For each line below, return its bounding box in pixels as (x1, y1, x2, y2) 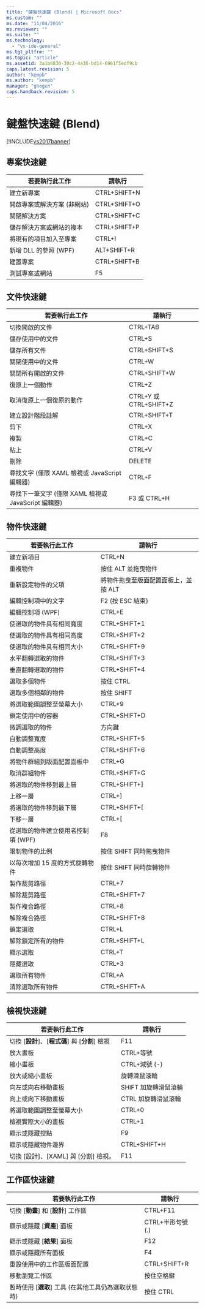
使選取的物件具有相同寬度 (9, 620, 84, 628)
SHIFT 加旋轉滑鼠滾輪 (121, 1083, 183, 1091)
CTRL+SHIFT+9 (100, 642, 145, 651)
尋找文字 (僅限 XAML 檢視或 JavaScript (9, 469, 122, 477)
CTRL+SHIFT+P (95, 222, 140, 231)
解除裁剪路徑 (9, 891, 47, 900)
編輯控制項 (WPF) (9, 608, 60, 617)
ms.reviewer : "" (6, 26, 48, 32)
